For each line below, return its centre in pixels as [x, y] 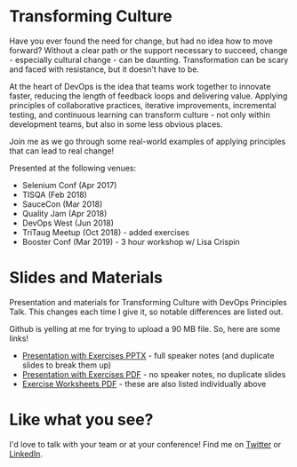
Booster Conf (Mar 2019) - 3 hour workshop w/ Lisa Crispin [131, 241]
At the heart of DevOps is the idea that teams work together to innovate [140, 86]
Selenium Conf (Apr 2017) [69, 185]
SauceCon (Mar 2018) [62, 204]
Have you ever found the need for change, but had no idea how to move [141, 41]
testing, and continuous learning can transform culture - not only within [140, 115]
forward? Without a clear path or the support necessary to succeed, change [148, 50]
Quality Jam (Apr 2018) [64, 213]
